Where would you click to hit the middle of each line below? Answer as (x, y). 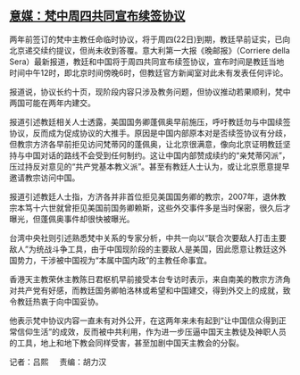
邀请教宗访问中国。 (45, 178)
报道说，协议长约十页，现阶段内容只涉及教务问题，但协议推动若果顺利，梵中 (150, 91)
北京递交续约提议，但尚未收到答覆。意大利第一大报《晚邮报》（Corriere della (150, 50)
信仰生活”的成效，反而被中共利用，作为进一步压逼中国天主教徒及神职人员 (152, 331)
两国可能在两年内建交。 (52, 103)
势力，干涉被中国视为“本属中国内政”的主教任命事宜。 (114, 260)
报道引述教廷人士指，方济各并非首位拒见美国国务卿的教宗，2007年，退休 (144, 196)
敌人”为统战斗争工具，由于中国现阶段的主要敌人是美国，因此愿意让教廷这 (144, 249)
